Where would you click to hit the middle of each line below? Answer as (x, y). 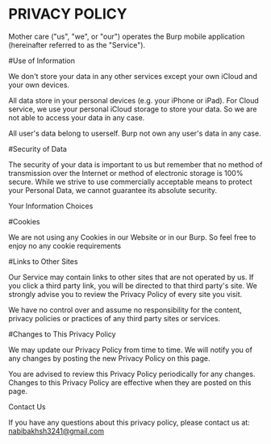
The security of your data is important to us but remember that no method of (135, 164)
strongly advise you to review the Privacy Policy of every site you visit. (125, 294)
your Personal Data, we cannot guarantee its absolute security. (113, 190)
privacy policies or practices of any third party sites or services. (114, 318)
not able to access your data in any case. (77, 117)
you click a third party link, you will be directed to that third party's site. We (133, 285)
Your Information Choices (51, 206)
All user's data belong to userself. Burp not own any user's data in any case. (135, 133)
